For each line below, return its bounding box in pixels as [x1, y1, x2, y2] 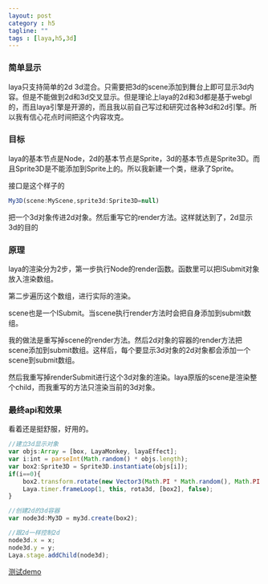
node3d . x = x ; [8, 536, 56, 544]
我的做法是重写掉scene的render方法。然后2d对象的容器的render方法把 [8, 335, 243, 345]
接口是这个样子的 [8, 180, 65, 190]
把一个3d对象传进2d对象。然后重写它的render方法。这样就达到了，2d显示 [8, 212, 253, 221]
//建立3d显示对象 [8, 440, 59, 448]
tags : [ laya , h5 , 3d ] [8, 34, 78, 43]
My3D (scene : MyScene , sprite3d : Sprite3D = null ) [8, 197, 160, 205]
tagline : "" [8, 26, 48, 34]
